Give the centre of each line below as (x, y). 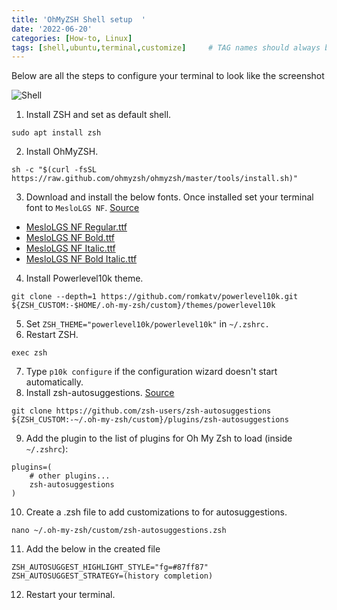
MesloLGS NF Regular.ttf (76, 227)
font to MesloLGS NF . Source (82, 208)
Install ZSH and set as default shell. (98, 115)
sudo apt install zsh (56, 133)
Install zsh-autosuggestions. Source (100, 393)
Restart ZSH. (52, 335)
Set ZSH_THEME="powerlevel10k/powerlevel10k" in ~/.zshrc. (147, 324)
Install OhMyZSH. (62, 152)
